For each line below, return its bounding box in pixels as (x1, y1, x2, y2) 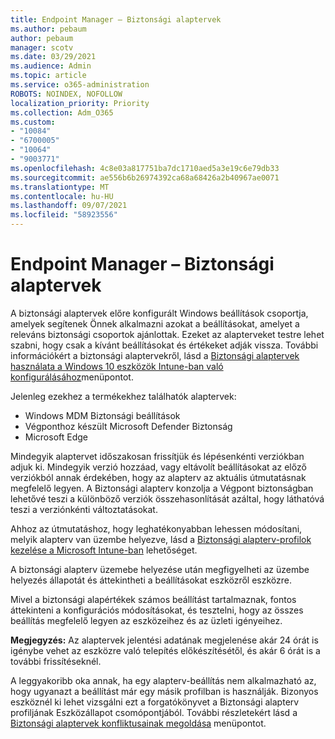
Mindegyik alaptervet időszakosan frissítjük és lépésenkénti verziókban (10, 450, 305, 462)
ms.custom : (10, 117, 56, 127)
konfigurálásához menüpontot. (10, 371, 134, 383)
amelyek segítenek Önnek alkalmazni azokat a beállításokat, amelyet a (10, 317, 300, 330)
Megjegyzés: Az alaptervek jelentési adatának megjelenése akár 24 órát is (10, 634, 319, 646)
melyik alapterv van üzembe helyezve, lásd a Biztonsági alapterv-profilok (10, 533, 312, 545)
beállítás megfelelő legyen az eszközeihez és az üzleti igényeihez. (10, 614, 283, 626)
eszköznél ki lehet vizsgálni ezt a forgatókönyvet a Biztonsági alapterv (10, 696, 300, 708)
